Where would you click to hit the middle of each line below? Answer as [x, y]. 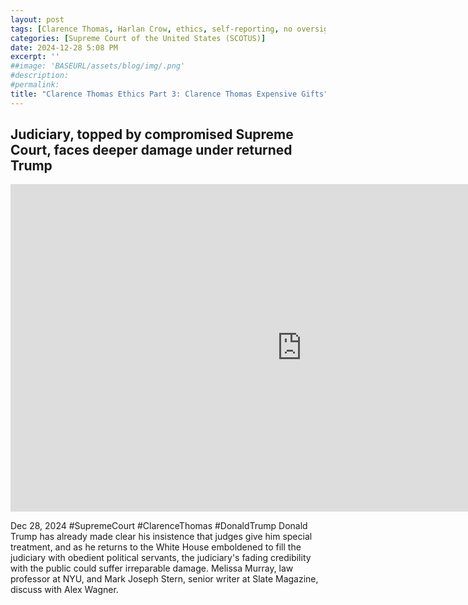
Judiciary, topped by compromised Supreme [152, 134]
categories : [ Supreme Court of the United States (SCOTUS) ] [138, 38]
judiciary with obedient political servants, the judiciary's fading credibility [161, 558]
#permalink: [35, 85]
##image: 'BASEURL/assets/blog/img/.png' [98, 66]
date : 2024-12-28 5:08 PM [64, 47]
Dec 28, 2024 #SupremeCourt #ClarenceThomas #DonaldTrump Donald [159, 526]
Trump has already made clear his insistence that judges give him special [161, 537]
